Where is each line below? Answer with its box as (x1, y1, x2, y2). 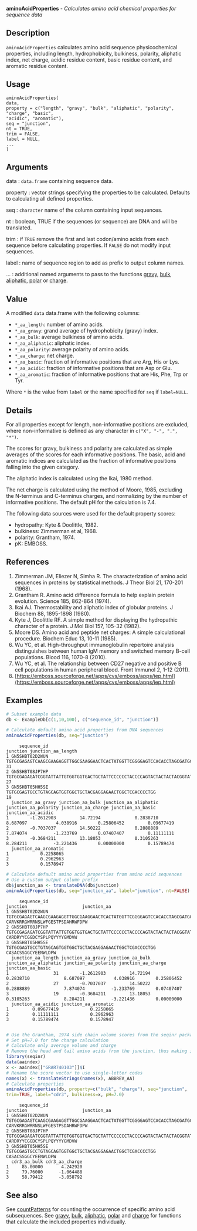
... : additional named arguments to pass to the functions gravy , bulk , (6, 271, 172, 278)
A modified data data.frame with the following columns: (6, 310, 140, 317)
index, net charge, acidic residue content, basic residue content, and (6, 56, 172, 63)
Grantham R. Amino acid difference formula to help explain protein (14, 591, 175, 598)
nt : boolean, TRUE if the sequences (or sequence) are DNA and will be (6, 218, 178, 225)
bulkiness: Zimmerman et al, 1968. (14, 528, 98, 535)
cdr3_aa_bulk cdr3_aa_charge (11, 1159, 83, 1165)
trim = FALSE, (6, 131, 41, 137)
